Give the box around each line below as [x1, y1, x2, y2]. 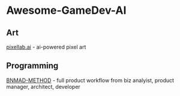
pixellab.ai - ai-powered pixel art [6, 43, 86, 50]
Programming [6, 61, 59, 71]
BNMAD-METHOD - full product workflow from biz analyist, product [6, 76, 175, 84]
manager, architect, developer [6, 83, 81, 90]
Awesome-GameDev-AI [6, 4, 127, 17]
